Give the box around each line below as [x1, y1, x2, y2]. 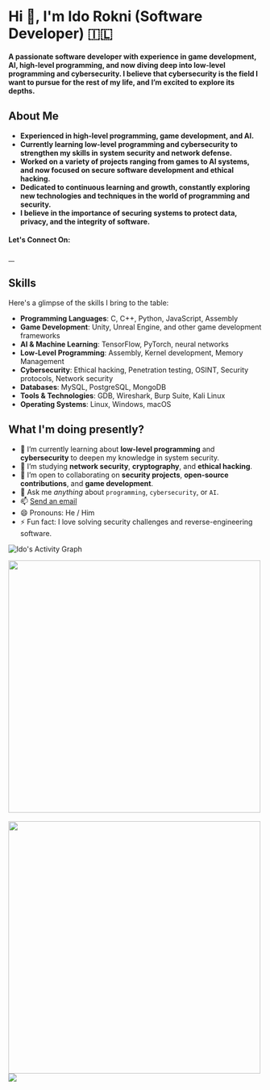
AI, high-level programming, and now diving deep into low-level [8, 60, 226, 69]
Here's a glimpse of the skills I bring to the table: [8, 298, 169, 308]
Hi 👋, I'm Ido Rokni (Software [8, 7, 203, 26]
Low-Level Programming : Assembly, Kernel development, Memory [19, 347, 243, 358]
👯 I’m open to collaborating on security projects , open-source [19, 470, 229, 480]
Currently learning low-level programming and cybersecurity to [19, 139, 238, 149]
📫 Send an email [19, 496, 77, 505]
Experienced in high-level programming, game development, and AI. [19, 131, 255, 140]
